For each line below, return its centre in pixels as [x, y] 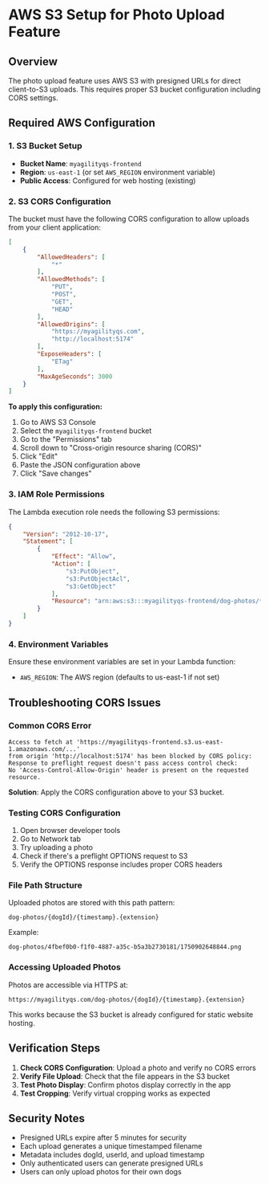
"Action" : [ [71, 564]
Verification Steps [54, 1049]
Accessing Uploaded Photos [65, 967]
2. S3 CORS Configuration [60, 201]
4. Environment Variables [58, 644]
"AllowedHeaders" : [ [71, 257]
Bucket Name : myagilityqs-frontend [80, 163]
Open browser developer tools [70, 831]
